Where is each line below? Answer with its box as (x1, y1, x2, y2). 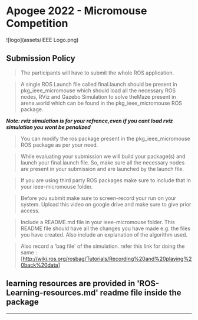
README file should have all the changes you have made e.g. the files (20, 225, 190, 232)
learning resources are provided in (6, 279, 136, 289)
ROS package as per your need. (20, 141, 98, 148)
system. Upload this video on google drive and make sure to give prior (20, 201, 192, 208)
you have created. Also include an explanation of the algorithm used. (20, 231, 187, 238)
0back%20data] (20, 261, 61, 269)
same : (20, 248, 37, 256)
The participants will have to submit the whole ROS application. (20, 69, 174, 76)
